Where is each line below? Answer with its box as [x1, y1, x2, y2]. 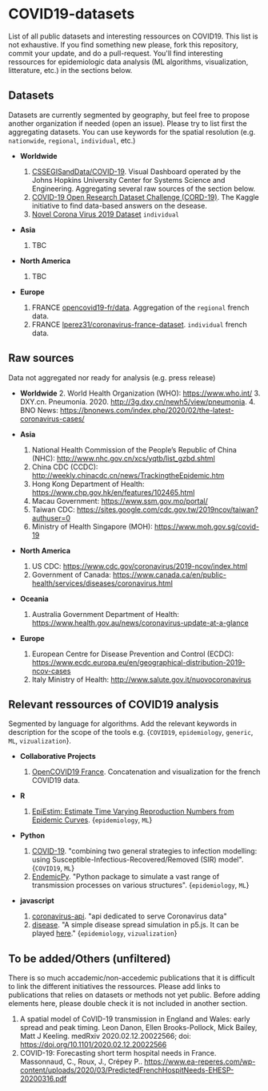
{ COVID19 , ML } [31, 863, 74, 873]
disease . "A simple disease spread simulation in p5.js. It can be [31, 920, 239, 930]
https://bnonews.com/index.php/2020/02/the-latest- [59, 405, 234, 415]
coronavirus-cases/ [19, 414, 86, 424]
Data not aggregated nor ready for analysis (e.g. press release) [8, 372, 216, 382]
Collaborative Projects [19, 752, 96, 761]
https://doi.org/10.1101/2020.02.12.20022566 [19, 1040, 167, 1049]
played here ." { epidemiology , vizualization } [31, 928, 178, 939]
